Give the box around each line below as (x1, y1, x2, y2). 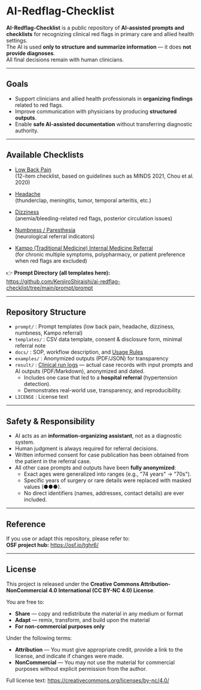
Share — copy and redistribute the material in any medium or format (14, 610, 184, 617)
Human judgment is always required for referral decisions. (14, 445, 159, 452)
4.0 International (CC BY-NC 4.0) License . (48, 587, 155, 594)
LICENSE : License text (14, 393, 69, 401)
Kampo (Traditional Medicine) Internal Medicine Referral (14, 244, 154, 252)
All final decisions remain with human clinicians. (6, 56, 124, 63)
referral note (14, 342, 46, 350)
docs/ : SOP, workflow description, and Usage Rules (14, 348, 144, 356)
